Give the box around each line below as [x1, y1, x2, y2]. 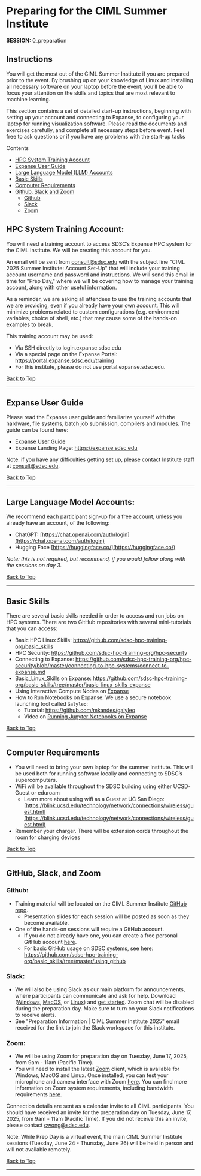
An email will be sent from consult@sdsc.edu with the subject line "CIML [6, 258, 185, 265]
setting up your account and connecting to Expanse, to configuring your [6, 113, 184, 121]
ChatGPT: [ [14, 531, 42, 538]
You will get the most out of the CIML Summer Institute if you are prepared [6, 70, 190, 77]
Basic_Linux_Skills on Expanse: [14, 675, 92, 682]
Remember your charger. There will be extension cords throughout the [14, 827, 189, 834]
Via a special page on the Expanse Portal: [14, 350, 118, 357]
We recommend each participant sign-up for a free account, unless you [6, 513, 183, 520]
